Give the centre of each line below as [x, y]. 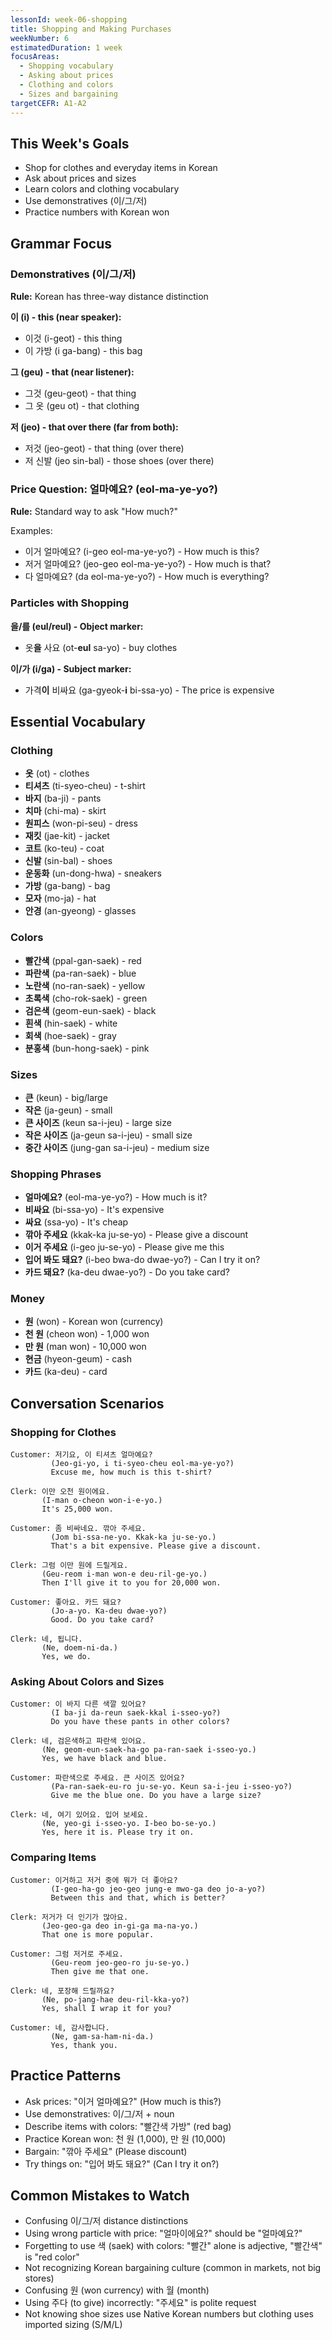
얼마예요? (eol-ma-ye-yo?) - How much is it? [116, 1197]
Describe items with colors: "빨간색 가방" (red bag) [128, 2126]
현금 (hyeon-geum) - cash [78, 1359]
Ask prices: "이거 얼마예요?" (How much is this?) [123, 2101]
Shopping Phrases [56, 1174]
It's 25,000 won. [77, 1509]
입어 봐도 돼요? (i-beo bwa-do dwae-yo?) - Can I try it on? [142, 1260]
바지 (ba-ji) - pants [63, 798]
